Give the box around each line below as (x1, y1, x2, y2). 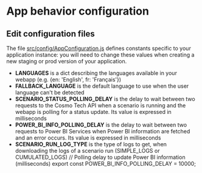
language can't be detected (15, 89, 85, 96)
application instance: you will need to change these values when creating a (6, 51, 195, 58)
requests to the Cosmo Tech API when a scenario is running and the (15, 102, 186, 109)
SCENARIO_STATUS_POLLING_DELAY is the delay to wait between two (15, 96, 196, 102)
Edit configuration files (6, 29, 96, 39)
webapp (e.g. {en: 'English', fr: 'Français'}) (15, 76, 122, 83)
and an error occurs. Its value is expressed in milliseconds (15, 134, 161, 141)
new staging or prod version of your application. (6, 58, 127, 65)
